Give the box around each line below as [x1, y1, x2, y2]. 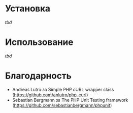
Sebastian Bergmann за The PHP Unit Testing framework [12, 97, 128, 103]
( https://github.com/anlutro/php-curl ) [12, 92, 88, 98]
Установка [5, 3, 51, 14]
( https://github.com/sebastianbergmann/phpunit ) [12, 102, 112, 108]
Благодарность [5, 70, 71, 81]
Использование [5, 37, 74, 48]
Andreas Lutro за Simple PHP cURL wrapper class [12, 86, 114, 92]
